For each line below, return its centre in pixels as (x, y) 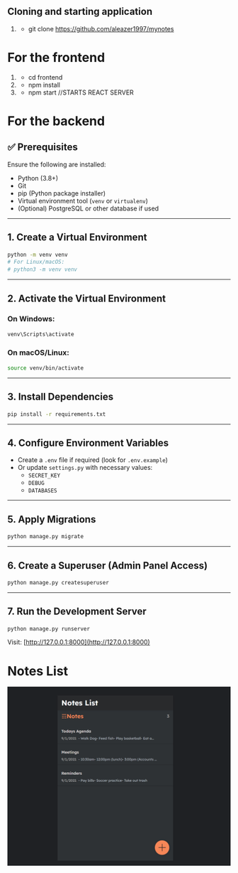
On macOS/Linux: (38, 353)
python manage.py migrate (45, 537)
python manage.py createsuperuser (58, 582)
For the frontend (56, 58)
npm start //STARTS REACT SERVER (81, 92)
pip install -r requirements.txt (57, 414)
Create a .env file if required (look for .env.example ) (93, 460)
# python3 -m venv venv (42, 269)
